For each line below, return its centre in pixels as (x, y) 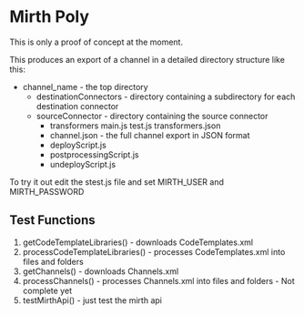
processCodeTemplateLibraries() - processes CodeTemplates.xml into (154, 251)
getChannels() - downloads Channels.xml (101, 271)
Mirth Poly (49, 17)
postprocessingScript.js (94, 154)
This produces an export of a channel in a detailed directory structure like (147, 59)
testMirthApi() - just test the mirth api (92, 300)
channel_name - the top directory (85, 86)
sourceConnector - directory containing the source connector (152, 116)
